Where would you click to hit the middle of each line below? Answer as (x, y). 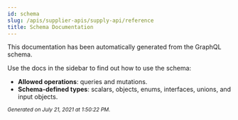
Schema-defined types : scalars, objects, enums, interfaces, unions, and (124, 90)
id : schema (23, 14)
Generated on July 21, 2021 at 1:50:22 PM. (59, 110)
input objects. (38, 97)
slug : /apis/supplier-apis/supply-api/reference (81, 20)
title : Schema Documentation (50, 27)
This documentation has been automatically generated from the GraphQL (114, 47)
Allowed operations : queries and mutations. (82, 82)
